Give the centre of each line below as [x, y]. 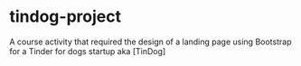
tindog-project [66, 17]
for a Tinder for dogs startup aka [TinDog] [88, 51]
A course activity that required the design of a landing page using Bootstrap [150, 42]
